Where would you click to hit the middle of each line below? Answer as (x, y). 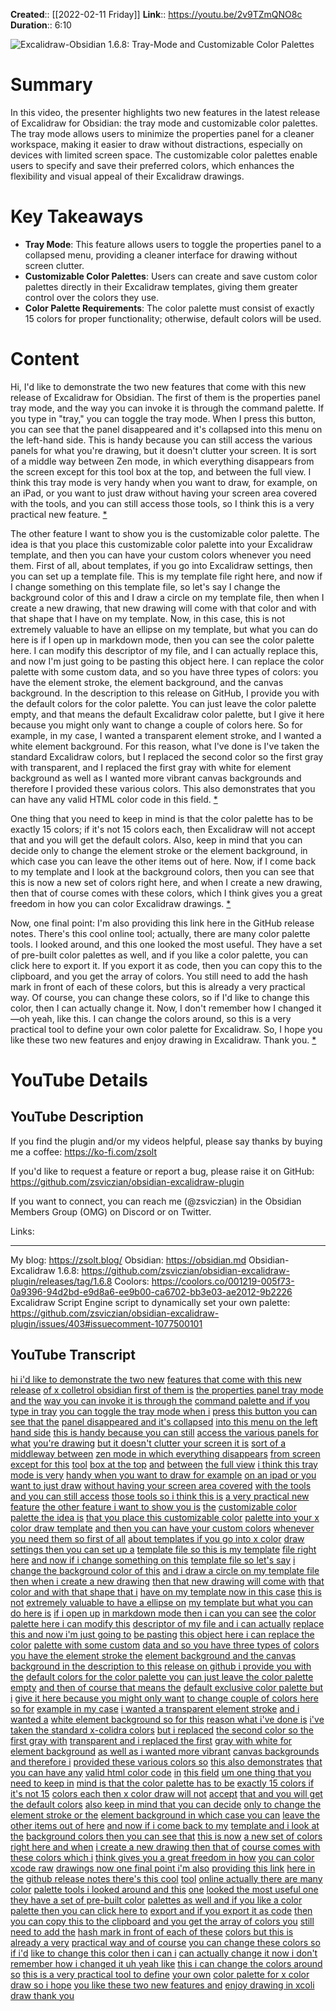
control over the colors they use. (92, 297)
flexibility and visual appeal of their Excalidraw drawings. (127, 176)
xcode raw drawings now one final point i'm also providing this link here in (163, 1868)
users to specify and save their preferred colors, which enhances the (152, 165)
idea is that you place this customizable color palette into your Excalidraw (161, 544)
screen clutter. (54, 265)
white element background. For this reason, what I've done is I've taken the (165, 746)
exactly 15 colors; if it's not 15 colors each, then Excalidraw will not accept (163, 829)
